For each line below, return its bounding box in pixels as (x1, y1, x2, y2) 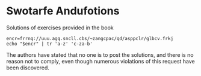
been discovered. (6, 64, 50, 71)
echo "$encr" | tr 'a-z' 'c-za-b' (6, 41, 93, 47)
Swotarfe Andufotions (6, 4, 120, 18)
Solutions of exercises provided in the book (6, 24, 114, 31)
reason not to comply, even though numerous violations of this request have (6, 57, 196, 65)
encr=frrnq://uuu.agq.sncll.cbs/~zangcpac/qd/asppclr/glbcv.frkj (6, 35, 173, 41)
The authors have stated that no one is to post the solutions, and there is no (6, 51, 194, 58)
